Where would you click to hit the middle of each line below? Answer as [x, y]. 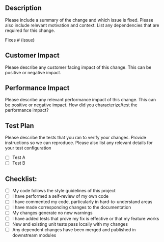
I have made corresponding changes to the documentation [71, 207]
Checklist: [21, 179]
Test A [19, 157]
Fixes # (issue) [20, 40]
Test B [19, 163]
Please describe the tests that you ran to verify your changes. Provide [76, 138]
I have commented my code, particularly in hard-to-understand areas [82, 202]
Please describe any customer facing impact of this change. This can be [78, 67]
